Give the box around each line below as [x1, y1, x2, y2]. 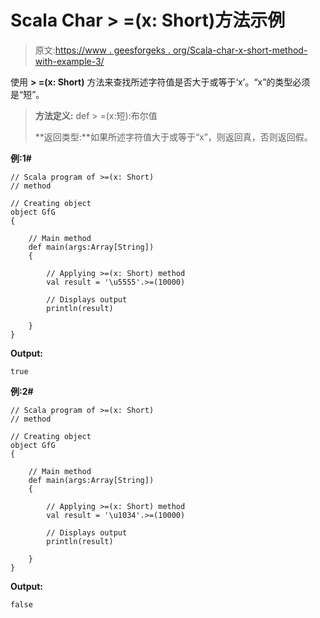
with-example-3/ [34, 55, 105, 67]
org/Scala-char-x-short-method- [172, 44, 308, 56]
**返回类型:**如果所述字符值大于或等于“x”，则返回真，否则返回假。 [34, 131, 313, 143]
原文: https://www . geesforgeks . [34, 44, 171, 56]
